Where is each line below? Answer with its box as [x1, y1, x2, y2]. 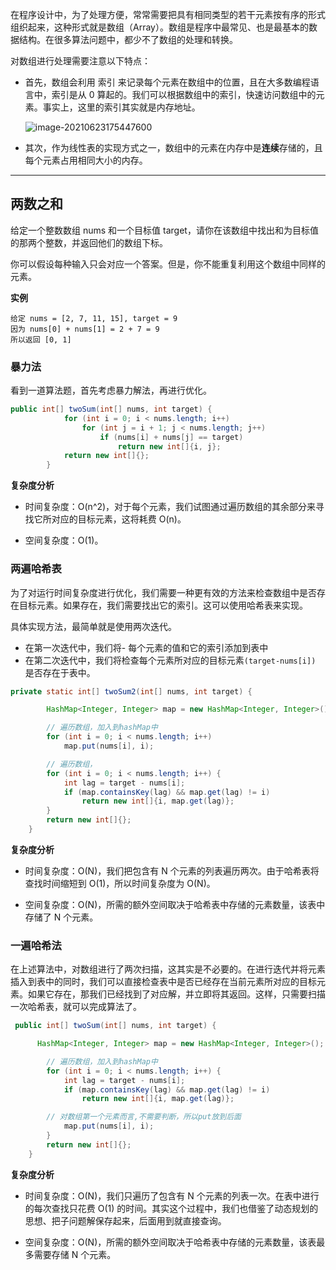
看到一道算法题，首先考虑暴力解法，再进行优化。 [10, 384, 212, 397]
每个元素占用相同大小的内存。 [24, 154, 148, 166]
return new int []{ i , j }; [117, 441, 222, 452]
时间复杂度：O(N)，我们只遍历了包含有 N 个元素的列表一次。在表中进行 [24, 1189, 320, 1202]
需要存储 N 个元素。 [33, 1248, 117, 1260]
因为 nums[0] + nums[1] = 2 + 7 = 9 [10, 324, 160, 334]
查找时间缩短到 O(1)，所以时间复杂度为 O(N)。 [24, 877, 216, 889]
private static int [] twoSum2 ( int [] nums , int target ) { [10, 686, 253, 697]
